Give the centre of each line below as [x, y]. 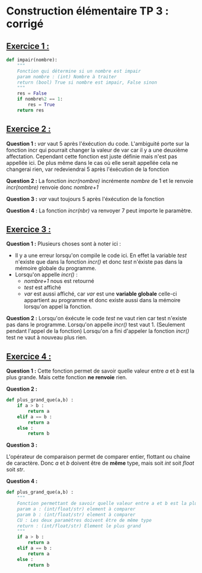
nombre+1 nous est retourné [59, 281]
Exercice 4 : [29, 356]
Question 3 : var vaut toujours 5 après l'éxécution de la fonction [85, 199]
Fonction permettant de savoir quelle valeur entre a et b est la [102, 504]
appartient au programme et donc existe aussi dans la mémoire [102, 300]
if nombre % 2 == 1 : [40, 99]
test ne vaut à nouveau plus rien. [47, 338]
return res [31, 110]
